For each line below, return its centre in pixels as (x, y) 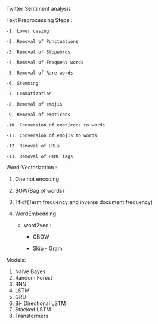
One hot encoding (37, 179)
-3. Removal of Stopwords (38, 52)
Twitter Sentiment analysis (39, 9)
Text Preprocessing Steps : (39, 20)
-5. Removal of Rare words (40, 73)
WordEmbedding (35, 214)
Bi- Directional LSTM (40, 303)
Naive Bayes (30, 271)
